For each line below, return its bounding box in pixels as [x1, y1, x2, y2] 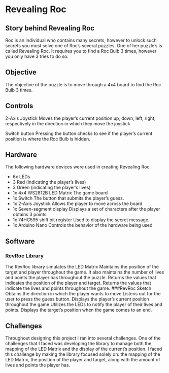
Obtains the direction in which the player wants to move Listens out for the [5, 291, 161, 297]
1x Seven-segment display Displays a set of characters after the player [12, 206, 161, 212]
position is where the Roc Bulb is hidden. [5, 135, 90, 142]
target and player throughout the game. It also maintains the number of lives [5, 269, 164, 275]
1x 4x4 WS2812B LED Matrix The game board [12, 190, 108, 196]
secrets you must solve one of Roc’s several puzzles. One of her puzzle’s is [5, 43, 162, 49]
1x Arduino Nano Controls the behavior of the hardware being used [12, 222, 153, 228]
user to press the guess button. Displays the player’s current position [5, 296, 150, 302]
